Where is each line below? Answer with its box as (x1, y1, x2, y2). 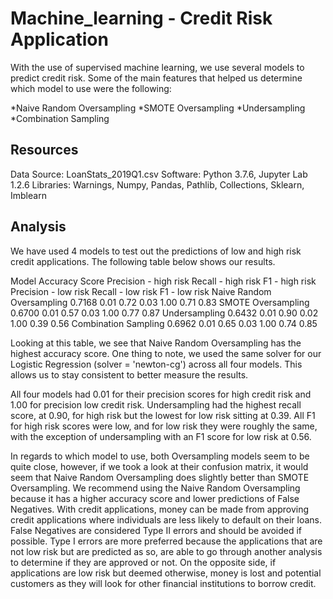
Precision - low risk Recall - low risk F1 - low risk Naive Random (10, 285, 272, 297)
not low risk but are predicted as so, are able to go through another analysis (10, 545, 323, 557)
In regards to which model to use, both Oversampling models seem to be (10, 450, 310, 462)
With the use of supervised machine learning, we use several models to (10, 61, 305, 73)
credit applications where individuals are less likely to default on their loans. (10, 513, 323, 526)
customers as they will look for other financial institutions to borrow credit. (10, 577, 317, 589)
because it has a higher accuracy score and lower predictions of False (10, 492, 300, 504)
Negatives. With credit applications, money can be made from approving (10, 503, 310, 515)
